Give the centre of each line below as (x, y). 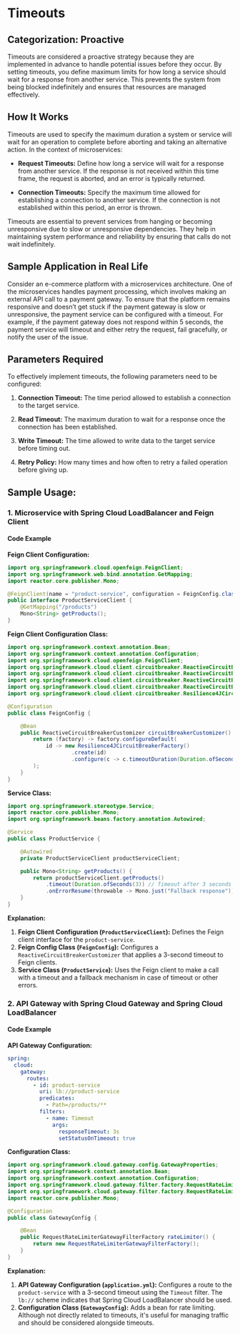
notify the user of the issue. (48, 337)
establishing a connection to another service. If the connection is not (119, 200)
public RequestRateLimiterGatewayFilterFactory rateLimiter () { (118, 1238)
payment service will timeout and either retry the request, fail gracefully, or (117, 329)
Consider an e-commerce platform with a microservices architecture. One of (120, 284)
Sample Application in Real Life (78, 267)
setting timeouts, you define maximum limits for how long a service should (117, 72)
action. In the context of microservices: (65, 149)
